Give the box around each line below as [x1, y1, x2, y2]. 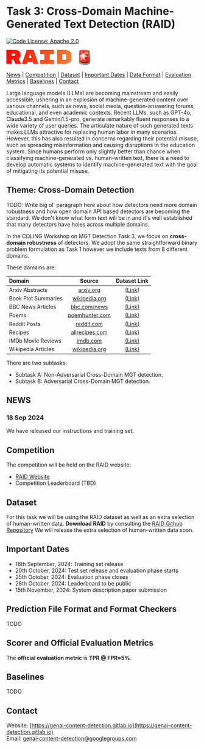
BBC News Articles [9, 303, 57, 310]
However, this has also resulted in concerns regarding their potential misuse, [6, 134, 199, 142]
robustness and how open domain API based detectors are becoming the [6, 208, 190, 215]
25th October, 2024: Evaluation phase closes [15, 573, 128, 581]
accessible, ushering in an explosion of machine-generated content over [6, 96, 189, 103]
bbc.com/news [70, 303, 108, 310]
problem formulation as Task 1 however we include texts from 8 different [6, 245, 188, 253]
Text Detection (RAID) [63, 17, 175, 31]
